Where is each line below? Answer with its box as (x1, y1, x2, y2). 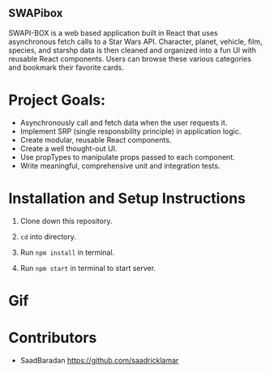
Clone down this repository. (19, 216, 113, 225)
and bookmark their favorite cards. (8, 62, 124, 72)
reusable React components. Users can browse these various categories (8, 54, 251, 63)
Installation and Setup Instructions (8, 189, 246, 208)
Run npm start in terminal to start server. (19, 263, 156, 272)
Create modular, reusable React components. (19, 135, 172, 144)
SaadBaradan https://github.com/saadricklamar (19, 355, 179, 365)
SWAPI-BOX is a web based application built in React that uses (8, 28, 218, 37)
